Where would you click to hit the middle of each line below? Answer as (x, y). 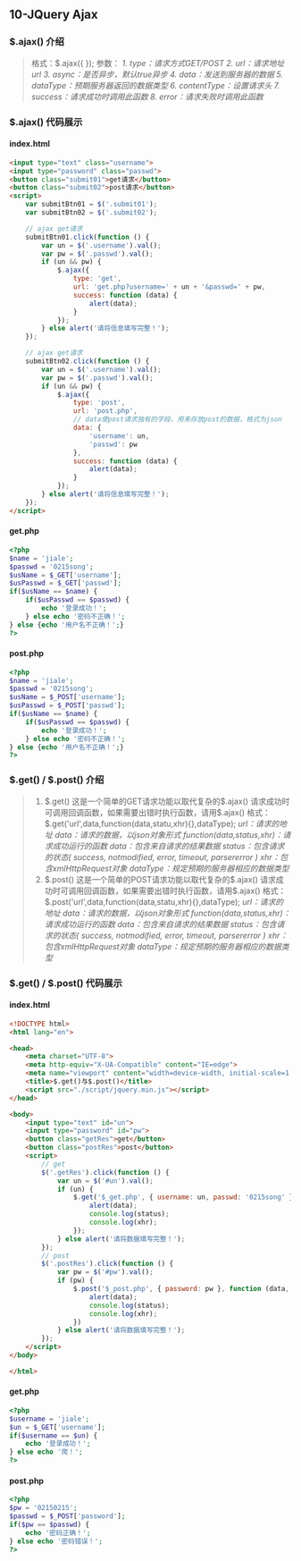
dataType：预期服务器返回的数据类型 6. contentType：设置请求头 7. (155, 85)
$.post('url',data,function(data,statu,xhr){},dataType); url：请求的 (164, 901)
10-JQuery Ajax (54, 15)
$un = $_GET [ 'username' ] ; (57, 1427)
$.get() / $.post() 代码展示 (66, 983)
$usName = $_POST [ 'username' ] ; (67, 697)
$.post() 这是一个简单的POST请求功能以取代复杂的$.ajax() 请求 (160, 879)
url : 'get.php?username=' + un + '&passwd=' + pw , (169, 287)
